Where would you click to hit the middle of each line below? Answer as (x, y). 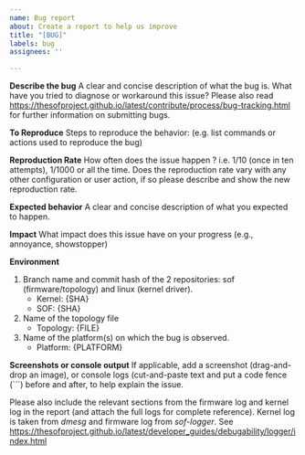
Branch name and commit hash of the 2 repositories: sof (129, 280)
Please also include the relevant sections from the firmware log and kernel (149, 402)
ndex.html (28, 441)
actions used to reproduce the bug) (76, 143)
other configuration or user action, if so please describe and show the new (150, 180)
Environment (34, 262)
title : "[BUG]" (38, 35)
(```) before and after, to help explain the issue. (97, 385)
